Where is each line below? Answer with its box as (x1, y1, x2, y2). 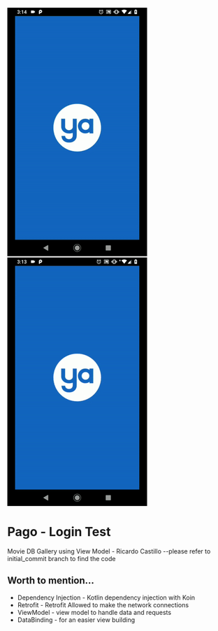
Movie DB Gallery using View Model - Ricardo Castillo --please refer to (7, 546, 211, 556)
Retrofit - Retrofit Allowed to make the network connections (17, 600, 189, 609)
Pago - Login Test (7, 524, 111, 540)
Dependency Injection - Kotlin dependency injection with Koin (17, 593, 196, 602)
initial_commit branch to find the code (7, 554, 116, 563)
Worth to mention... (7, 574, 94, 587)
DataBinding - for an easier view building (17, 616, 135, 624)
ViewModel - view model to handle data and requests (17, 608, 172, 616)
